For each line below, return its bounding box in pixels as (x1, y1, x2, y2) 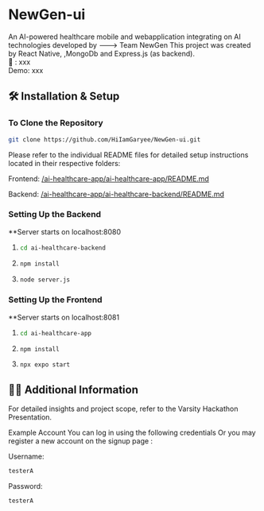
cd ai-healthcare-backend (19, 244, 106, 252)
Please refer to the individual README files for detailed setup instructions (8, 149, 249, 160)
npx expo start (19, 361, 71, 369)
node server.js (19, 276, 71, 284)
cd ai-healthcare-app (19, 329, 91, 337)
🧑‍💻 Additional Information (8, 383, 139, 397)
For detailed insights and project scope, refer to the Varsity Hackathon (8, 404, 239, 414)
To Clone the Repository (8, 118, 103, 129)
